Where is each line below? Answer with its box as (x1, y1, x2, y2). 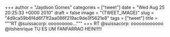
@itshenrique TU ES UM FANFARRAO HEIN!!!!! (5, 26, 102, 32)
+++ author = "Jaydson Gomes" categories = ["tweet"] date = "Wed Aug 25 (5, 5, 165, 10)
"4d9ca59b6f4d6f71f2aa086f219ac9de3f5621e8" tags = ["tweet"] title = (5, 15, 158, 21)
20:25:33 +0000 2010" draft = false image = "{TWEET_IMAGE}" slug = (5, 10, 155, 16)
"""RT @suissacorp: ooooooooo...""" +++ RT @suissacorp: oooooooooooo (5, 20, 164, 26)
